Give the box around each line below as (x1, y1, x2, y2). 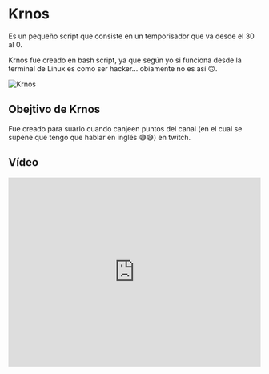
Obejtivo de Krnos (8, 103, 101, 116)
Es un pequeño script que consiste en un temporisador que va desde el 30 (8, 31, 255, 41)
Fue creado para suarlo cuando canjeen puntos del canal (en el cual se (8, 123, 243, 133)
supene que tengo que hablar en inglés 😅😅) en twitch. (8, 132, 191, 142)
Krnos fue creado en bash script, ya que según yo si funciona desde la (8, 55, 242, 65)
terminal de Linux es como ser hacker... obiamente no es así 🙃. (8, 63, 218, 73)
